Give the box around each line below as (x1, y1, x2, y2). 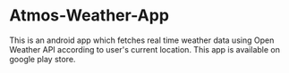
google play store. (9, 53, 76, 64)
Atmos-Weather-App (9, 5, 170, 26)
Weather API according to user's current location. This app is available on (9, 44, 280, 54)
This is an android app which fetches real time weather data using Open (9, 35, 275, 45)
